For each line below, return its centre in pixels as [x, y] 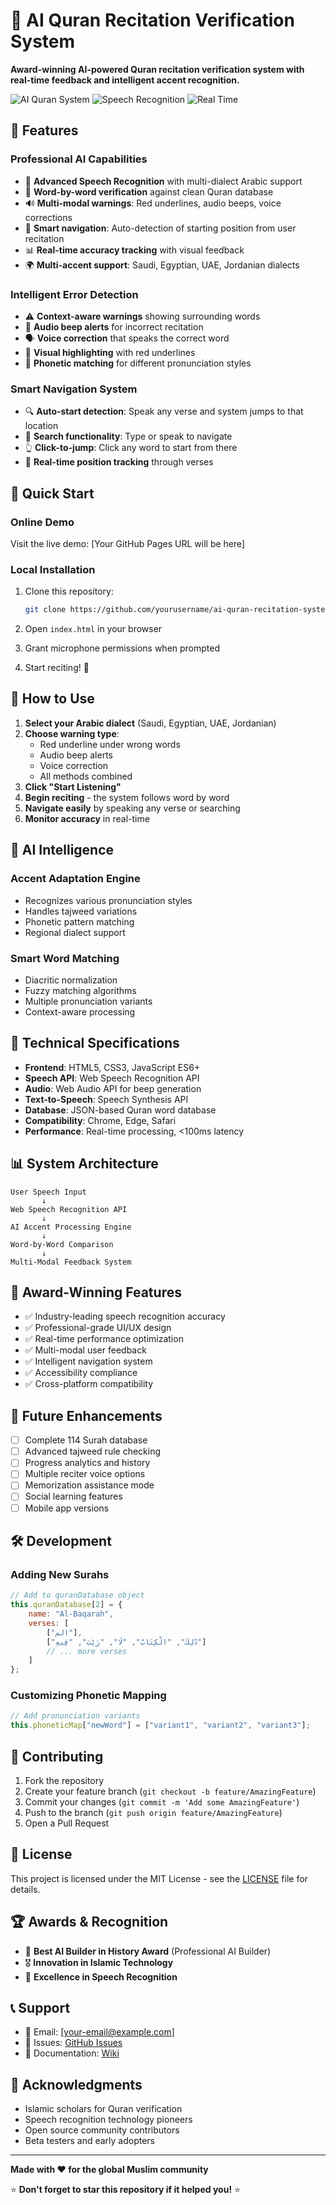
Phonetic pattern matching [79, 921]
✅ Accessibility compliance [81, 1373]
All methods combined [86, 776]
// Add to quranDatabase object [77, 1595]
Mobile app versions [67, 1508]
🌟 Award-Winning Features [96, 1292]
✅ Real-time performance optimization [104, 1339]
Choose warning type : [72, 733]
